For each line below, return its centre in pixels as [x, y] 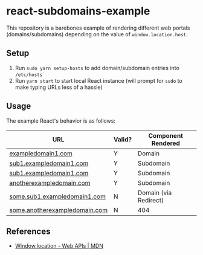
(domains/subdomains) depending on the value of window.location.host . [97, 34]
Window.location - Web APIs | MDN [59, 246]
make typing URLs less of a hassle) [59, 87]
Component [166, 135]
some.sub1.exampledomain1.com [57, 196]
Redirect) [151, 200]
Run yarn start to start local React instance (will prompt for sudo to [98, 80]
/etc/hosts [29, 75]
